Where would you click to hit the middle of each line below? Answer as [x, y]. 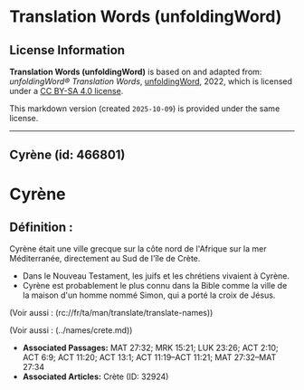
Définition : [41, 227]
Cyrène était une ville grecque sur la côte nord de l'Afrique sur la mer [138, 249]
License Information [67, 50]
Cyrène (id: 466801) [67, 155]
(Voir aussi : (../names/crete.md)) [71, 330]
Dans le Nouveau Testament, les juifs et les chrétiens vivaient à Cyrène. [156, 276]
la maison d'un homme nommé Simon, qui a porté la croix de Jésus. [149, 295]
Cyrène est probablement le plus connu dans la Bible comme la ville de [155, 286]
